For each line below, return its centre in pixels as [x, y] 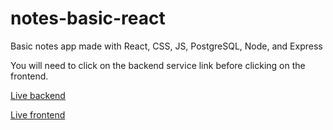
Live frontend [38, 114]
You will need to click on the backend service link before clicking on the [158, 65]
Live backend [38, 95]
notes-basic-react [88, 18]
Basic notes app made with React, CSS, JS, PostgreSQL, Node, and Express [166, 46]
